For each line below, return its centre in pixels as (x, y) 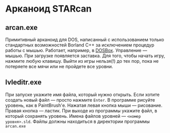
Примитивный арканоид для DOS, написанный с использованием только (85, 39)
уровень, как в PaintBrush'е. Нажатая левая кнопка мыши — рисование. (84, 105)
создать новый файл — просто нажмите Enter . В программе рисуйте (80, 100)
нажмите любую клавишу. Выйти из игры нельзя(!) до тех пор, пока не (82, 61)
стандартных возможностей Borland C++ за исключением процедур (80, 45)
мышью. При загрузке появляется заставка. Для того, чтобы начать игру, (85, 56)
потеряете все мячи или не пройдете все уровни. (59, 66)
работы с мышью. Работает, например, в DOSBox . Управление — (76, 50)
